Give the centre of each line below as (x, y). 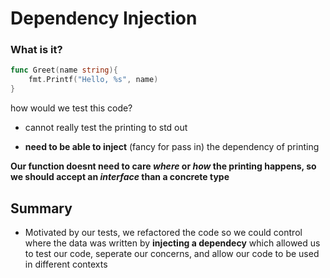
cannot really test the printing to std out (106, 128)
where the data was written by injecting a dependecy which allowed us (172, 243)
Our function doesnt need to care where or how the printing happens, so (163, 166)
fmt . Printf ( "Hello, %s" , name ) (93, 80)
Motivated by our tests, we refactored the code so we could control (163, 232)
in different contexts (66, 264)
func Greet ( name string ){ (64, 70)
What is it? (36, 50)
